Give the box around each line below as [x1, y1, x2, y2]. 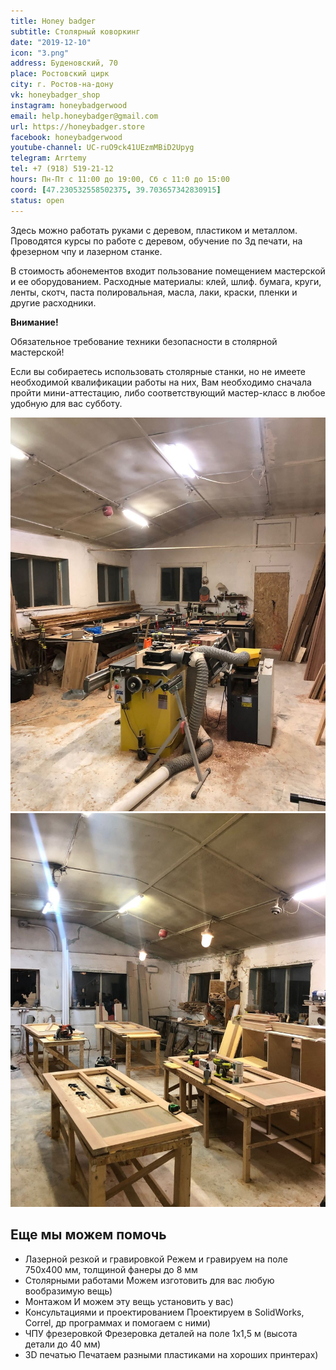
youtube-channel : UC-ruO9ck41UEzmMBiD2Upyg [10, 143, 195, 153]
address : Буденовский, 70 [10, 58, 118, 69]
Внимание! [10, 316, 59, 328]
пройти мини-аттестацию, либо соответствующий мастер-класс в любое [10, 386, 326, 399]
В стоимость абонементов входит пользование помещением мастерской [10, 265, 326, 277]
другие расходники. [10, 296, 97, 309]
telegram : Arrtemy [10, 153, 87, 164]
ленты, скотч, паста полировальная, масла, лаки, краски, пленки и [10, 286, 298, 298]
